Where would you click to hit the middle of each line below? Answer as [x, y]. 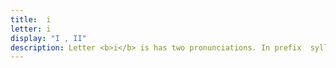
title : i [31, 19]
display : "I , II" [48, 38]
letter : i [31, 29]
